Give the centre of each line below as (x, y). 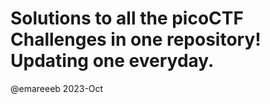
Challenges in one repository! (136, 39)
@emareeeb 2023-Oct (57, 88)
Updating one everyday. (112, 61)
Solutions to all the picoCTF (127, 18)
